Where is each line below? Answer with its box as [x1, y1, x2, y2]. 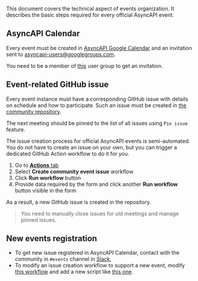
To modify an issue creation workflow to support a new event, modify [14, 262, 186, 269]
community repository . [6, 108, 62, 115]
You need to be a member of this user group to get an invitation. [6, 62, 163, 69]
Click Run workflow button [14, 174, 81, 181]
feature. [6, 126, 26, 133]
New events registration [6, 233, 98, 243]
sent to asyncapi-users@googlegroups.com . [6, 51, 116, 58]
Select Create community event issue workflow [14, 168, 134, 175]
